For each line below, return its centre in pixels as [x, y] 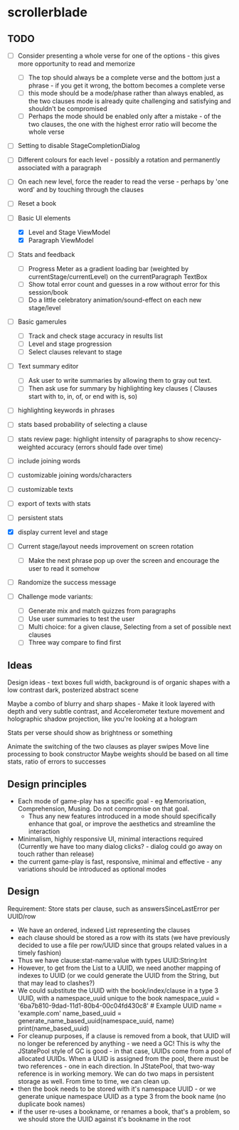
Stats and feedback [46, 254]
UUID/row [22, 916]
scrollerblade [47, 12]
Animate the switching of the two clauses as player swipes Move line [108, 746]
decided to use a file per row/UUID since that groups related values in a [122, 945]
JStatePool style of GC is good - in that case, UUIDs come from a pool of [124, 1051]
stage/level [44, 307]
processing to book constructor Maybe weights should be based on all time [118, 754]
